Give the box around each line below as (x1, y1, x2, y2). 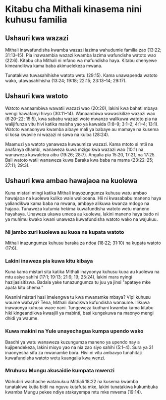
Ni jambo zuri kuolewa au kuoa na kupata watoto (5, 228, 124, 235)
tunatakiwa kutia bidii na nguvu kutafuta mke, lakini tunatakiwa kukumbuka (5, 384, 158, 390)
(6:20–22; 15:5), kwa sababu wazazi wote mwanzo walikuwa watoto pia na (5, 116, 158, 122)
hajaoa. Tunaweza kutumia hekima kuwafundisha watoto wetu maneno (5, 205, 150, 211)
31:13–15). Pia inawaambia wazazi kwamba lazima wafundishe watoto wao (5, 52, 157, 58)
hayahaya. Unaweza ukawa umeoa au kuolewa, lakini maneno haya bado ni (5, 211, 159, 217)
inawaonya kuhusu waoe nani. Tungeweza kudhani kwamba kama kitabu (5, 305, 154, 311)
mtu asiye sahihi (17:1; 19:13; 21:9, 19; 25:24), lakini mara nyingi (5, 274, 133, 280)
